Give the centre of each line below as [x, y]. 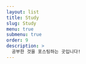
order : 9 [17, 40]
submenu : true [24, 35]
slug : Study [21, 23]
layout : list [23, 12]
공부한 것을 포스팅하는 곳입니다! [46, 52]
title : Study [23, 18]
